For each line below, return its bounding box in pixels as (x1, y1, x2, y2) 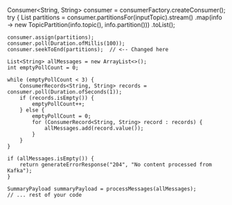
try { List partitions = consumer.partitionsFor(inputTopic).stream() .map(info (7, 13, 223, 21)
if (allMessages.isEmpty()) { (7, 155, 95, 162)
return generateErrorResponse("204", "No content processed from (19, 161, 213, 168)
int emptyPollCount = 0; (7, 64, 79, 71)
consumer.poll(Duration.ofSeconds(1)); (7, 89, 123, 96)
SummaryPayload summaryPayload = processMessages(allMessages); (7, 186, 197, 193)
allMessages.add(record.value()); (44, 125, 144, 132)
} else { (19, 107, 45, 114)
